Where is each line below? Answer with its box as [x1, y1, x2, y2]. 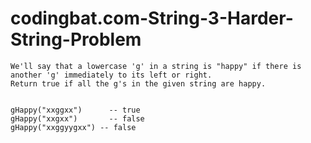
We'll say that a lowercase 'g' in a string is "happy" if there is [10, 61, 302, 71]
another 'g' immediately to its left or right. [10, 70, 213, 80]
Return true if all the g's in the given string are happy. [10, 78, 267, 89]
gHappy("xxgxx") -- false [10, 113, 145, 124]
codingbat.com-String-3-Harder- [10, 7, 294, 30]
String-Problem [10, 28, 142, 51]
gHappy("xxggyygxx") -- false [10, 122, 137, 132]
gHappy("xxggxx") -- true [10, 105, 141, 115]
